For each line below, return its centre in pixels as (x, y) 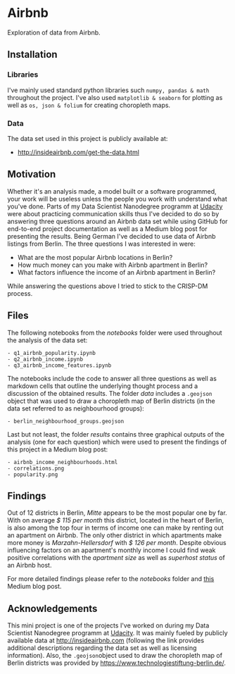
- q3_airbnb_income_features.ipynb (59, 365)
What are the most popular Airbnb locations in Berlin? (95, 257)
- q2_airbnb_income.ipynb (45, 359)
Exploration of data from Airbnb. (54, 32)
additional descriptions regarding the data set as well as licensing (102, 648)
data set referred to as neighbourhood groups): (76, 408)
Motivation (32, 174)
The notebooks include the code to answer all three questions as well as (112, 378)
